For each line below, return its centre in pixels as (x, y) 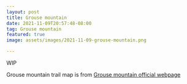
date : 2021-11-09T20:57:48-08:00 (49, 23)
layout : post (23, 12)
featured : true (26, 35)
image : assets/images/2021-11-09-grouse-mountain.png (77, 40)
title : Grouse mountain (37, 18)
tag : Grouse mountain (34, 29)
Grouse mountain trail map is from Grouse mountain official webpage (93, 75)
